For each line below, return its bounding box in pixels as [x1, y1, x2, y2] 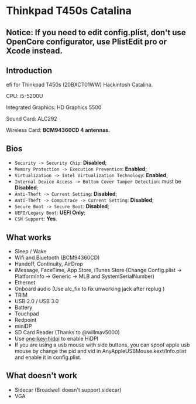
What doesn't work [6, 371, 78, 381]
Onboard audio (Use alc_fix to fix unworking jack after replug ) [14, 286, 165, 293]
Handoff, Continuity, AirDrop [14, 260, 83, 267]
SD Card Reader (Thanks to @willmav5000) [14, 329, 120, 336]
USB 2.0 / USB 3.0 [14, 298, 59, 305]
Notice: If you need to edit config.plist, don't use [6, 28, 186, 38]
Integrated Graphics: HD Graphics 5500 [6, 104, 102, 111]
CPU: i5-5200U [6, 93, 43, 100]
